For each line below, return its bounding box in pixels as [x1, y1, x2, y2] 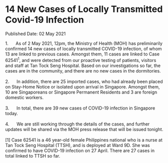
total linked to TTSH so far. [5, 152, 60, 158]
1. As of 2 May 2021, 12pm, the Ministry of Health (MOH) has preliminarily [5, 40, 163, 46]
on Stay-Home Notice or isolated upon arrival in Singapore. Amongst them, [5, 83, 160, 89]
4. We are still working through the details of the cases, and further [5, 121, 150, 127]
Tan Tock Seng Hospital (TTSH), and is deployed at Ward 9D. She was [5, 142, 150, 148]
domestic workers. [5, 94, 44, 100]
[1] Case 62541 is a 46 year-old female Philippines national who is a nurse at [5, 136, 163, 143]
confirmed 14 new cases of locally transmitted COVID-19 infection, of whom [5, 45, 162, 51]
